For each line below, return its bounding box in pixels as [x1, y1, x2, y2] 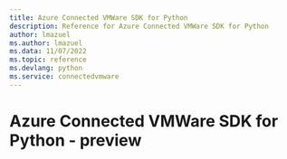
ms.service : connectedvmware [9, 72, 120, 81]
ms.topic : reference [9, 55, 88, 64]
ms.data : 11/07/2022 [9, 47, 88, 56]
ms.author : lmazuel [9, 38, 83, 48]
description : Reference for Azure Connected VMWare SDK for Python [9, 22, 270, 31]
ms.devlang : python [9, 64, 83, 73]
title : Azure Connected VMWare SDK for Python [9, 13, 188, 23]
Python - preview [9, 130, 142, 150]
